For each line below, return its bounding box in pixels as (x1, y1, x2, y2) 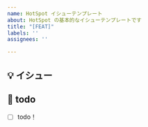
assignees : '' (7, 36, 49, 43)
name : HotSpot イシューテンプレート (7, 10, 103, 17)
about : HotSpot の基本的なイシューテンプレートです (7, 17, 142, 24)
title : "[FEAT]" (7, 23, 54, 30)
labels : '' (7, 29, 39, 37)
